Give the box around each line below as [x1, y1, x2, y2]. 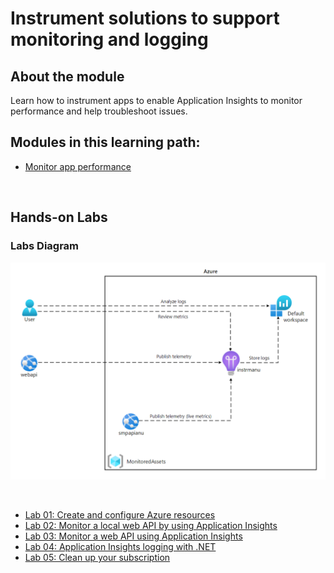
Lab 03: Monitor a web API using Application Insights [24, 530, 243, 542]
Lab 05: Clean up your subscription [24, 551, 171, 563]
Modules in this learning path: [10, 134, 201, 151]
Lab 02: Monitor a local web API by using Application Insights [24, 519, 278, 531]
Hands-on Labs [10, 209, 108, 226]
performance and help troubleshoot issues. [10, 105, 188, 117]
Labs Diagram [10, 239, 80, 253]
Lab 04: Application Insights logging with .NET [24, 540, 217, 552]
